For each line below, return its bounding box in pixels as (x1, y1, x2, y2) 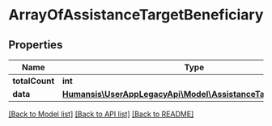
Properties (8, 38, 63, 52)
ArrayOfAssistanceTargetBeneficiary (8, 6, 264, 24)
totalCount (12, 75, 55, 86)
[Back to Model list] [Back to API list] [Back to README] (8, 109, 194, 119)
